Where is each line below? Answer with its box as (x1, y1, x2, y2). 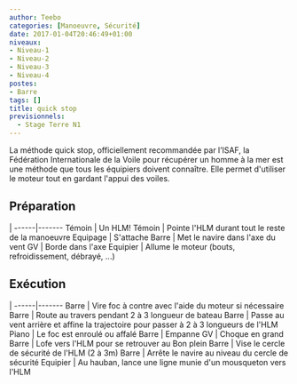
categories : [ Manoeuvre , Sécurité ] (9, 21, 141, 30)
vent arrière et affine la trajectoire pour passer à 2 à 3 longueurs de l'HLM (9, 319, 278, 330)
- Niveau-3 (9, 63, 50, 72)
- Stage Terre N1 (17, 121, 82, 130)
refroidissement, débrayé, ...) (9, 251, 115, 261)
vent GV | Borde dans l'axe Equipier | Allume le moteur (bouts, (9, 241, 236, 252)
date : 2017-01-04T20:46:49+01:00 (9, 29, 133, 38)
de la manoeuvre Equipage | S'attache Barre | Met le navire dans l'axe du (9, 232, 277, 243)
